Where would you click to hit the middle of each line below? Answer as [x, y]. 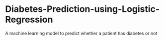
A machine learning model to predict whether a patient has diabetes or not [81, 33]
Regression [29, 20]
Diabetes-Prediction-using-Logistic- [82, 9]
